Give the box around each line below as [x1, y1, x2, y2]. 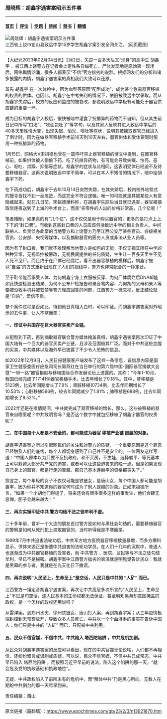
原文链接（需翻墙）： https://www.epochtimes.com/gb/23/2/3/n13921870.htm [5, 708, 162, 714]
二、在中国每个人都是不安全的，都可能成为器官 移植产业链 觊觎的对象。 [5, 430, 151, 436]
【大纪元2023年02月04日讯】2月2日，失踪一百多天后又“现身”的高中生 [5, 56, 150, 63]
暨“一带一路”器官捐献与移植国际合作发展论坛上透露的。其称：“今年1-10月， [5, 369, 159, 375]
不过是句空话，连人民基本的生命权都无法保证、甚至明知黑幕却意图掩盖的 [11, 593, 160, 599]
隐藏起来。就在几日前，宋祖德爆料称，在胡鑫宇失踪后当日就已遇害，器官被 [5, 198, 158, 205]
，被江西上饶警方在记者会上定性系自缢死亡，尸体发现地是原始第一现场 [10, 63, 155, 69]
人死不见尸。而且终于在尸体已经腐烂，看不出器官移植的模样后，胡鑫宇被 [5, 257, 153, 263]
